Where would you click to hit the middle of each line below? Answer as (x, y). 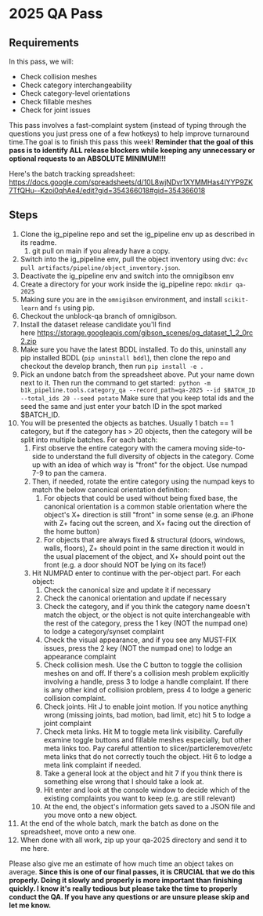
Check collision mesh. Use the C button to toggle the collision (143, 665)
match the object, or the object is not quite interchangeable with (147, 615)
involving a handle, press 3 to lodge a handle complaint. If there (146, 681)
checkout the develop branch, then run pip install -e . (112, 366)
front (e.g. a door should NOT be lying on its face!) (125, 564)
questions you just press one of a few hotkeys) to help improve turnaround (129, 133)
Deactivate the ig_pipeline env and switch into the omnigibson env (127, 276)
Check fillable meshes (56, 102)
